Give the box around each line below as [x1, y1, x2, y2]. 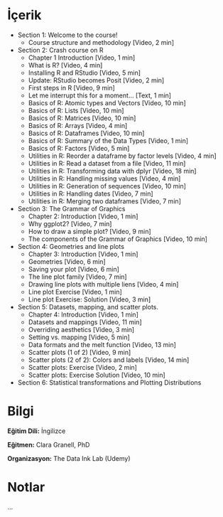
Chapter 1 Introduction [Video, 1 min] [28, 53, 136, 62]
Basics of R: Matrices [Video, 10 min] [28, 114, 136, 122]
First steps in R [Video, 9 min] [28, 83, 115, 92]
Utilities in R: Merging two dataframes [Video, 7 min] [28, 196, 181, 206]
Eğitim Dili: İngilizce [7, 427, 66, 435]
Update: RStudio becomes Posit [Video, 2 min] [28, 75, 165, 85]
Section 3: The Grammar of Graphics [17, 204, 126, 213]
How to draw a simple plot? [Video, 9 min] [28, 227, 151, 235]
